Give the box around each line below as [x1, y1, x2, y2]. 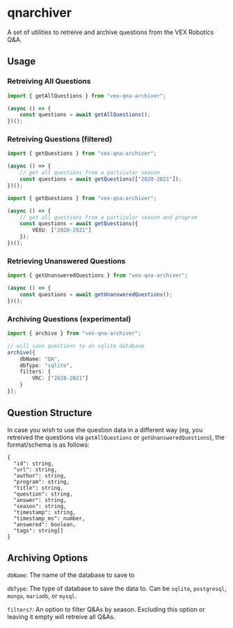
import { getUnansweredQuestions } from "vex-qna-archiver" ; [7, 272, 188, 279]
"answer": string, [13, 496, 67, 503]
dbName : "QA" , [19, 355, 61, 362]
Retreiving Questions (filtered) [7, 135, 113, 144]
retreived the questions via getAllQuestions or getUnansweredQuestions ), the [7, 433, 225, 441]
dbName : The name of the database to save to [7, 570, 135, 579]
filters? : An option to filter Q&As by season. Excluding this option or [7, 605, 205, 613]
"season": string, [13, 503, 67, 510]
